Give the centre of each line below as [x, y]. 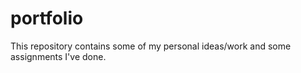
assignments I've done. [58, 56]
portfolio [47, 18]
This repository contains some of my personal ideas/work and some [151, 46]
